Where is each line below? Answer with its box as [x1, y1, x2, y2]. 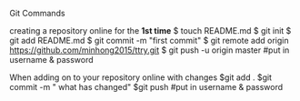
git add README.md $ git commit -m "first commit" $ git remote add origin [9, 35, 289, 45]
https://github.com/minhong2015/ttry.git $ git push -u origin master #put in [9, 45, 290, 56]
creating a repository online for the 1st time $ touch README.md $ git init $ [9, 25, 292, 35]
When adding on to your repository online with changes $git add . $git [9, 72, 273, 83]
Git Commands [9, 8, 65, 18]
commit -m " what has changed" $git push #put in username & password [9, 82, 284, 92]
